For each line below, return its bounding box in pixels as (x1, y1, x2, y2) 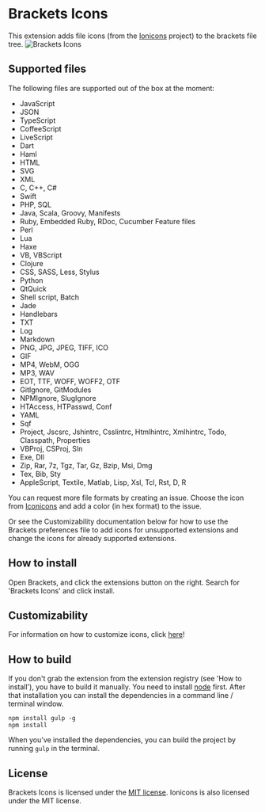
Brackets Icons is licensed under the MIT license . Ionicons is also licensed (8, 787, 250, 797)
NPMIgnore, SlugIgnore (19, 393, 97, 402)
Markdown (19, 334, 55, 344)
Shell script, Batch (19, 292, 79, 302)
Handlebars (19, 309, 58, 318)
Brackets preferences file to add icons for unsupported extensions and (8, 524, 239, 535)
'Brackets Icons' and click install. (8, 585, 115, 595)
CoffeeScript (19, 124, 62, 133)
